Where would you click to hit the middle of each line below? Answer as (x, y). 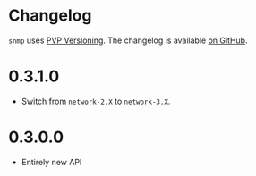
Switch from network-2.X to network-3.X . (96, 101)
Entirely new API (51, 162)
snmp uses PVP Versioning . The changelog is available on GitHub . (128, 40)
